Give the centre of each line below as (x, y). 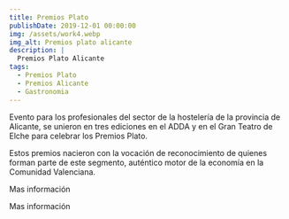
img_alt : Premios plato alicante (71, 42)
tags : (19, 67)
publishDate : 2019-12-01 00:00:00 (73, 26)
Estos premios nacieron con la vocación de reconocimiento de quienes (138, 153)
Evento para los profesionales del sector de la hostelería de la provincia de (145, 117)
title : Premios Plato (49, 17)
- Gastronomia (43, 91)
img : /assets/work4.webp (55, 34)
